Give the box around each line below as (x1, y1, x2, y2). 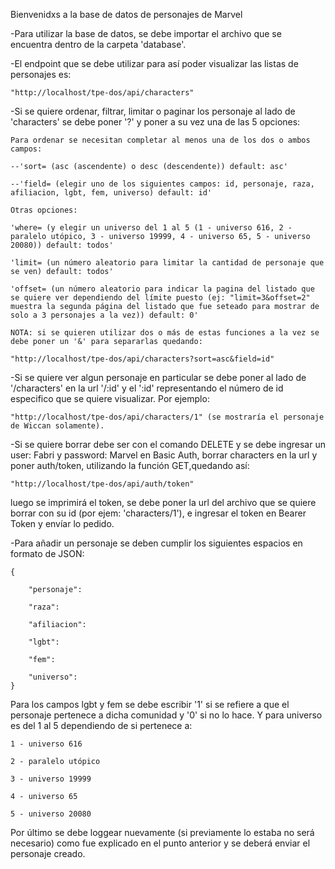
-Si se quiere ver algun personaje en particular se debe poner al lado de (10, 372, 307, 383)
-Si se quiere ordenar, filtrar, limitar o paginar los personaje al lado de (10, 105, 296, 117)
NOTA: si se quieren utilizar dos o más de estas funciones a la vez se (10, 328, 320, 338)
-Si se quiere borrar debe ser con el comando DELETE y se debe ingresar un (10, 439, 326, 450)
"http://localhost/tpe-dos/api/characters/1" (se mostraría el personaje (10, 412, 325, 422)
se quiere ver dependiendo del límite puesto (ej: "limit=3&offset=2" (10, 293, 311, 303)
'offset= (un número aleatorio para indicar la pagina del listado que (10, 284, 315, 294)
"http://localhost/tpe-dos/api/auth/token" (10, 479, 195, 489)
